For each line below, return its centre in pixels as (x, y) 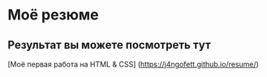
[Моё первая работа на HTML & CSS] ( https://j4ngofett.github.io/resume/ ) (133, 64)
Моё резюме (53, 15)
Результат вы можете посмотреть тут (110, 45)
